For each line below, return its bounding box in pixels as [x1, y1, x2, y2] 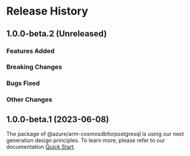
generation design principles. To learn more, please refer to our [6, 137, 166, 144]
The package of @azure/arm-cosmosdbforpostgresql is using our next [6, 131, 184, 138]
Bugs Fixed [6, 79, 40, 87]
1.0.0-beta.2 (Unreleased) [6, 29, 107, 39]
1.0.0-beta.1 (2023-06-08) [6, 114, 110, 124]
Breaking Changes [6, 63, 63, 71]
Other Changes [6, 95, 53, 104]
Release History [6, 4, 88, 18]
